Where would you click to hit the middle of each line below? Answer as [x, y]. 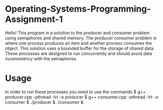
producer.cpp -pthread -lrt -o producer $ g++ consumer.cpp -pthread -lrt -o [82, 97]
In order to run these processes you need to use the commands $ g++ [75, 92]
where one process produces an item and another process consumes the [79, 43]
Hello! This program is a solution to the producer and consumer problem [77, 33]
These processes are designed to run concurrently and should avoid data [79, 53]
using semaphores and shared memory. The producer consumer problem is [81, 38]
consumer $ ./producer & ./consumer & [44, 102]
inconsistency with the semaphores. [41, 58]
